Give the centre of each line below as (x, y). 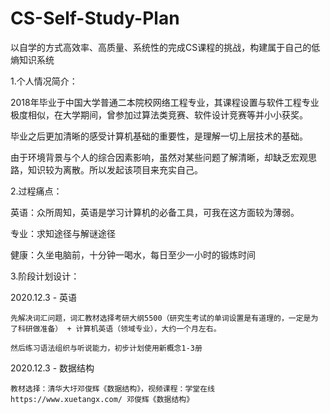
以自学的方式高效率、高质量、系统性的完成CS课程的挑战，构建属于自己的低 (165, 47)
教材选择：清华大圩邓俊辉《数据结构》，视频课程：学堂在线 (112, 388)
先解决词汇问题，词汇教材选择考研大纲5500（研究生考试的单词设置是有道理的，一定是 (161, 318)
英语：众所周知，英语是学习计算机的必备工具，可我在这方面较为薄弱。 (155, 212)
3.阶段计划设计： (45, 276)
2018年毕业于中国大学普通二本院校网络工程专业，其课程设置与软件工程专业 (165, 102)
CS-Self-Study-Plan (95, 18)
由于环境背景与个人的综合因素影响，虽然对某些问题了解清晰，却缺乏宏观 (159, 157)
